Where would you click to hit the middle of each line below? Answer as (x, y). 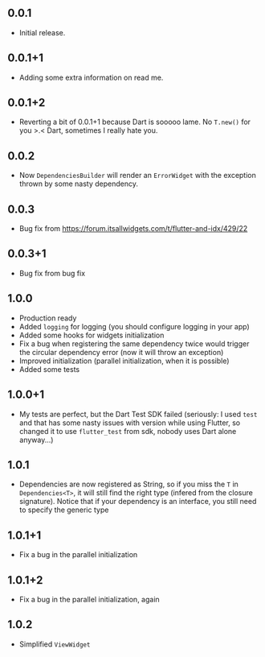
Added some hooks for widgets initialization (92, 335)
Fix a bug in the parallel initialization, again (89, 599)
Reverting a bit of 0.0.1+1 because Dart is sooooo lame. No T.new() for (135, 122)
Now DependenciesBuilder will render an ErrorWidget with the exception (137, 176)
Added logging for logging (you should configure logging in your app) (134, 326)
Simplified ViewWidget (55, 644)
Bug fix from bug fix (52, 273)
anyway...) (36, 440)
